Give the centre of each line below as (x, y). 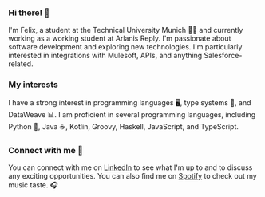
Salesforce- (223, 56)
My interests (33, 85)
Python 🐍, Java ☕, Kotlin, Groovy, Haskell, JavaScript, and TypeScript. (124, 126)
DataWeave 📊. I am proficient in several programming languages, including (132, 114)
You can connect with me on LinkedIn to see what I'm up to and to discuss (131, 167)
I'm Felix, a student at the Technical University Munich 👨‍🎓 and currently (126, 30)
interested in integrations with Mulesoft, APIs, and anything (105, 56)
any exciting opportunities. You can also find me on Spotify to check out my (132, 175)
